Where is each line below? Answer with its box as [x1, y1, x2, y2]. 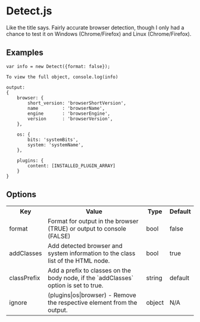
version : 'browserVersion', [27, 115, 113, 122]
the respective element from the [47, 298, 137, 306]
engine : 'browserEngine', [27, 111, 111, 116]
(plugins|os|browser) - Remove [47, 291, 137, 299]
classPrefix [9, 274, 40, 282]
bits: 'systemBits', [27, 136, 79, 143]
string [146, 274, 162, 282]
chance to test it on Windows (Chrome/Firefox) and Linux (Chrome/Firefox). [6, 30, 192, 37]
